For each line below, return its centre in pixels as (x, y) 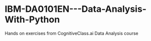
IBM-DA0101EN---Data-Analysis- (75, 9)
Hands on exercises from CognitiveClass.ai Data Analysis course (71, 33)
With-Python (32, 20)
